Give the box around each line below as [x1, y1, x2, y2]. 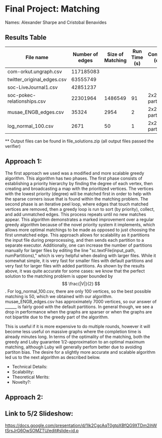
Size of [107, 51, 124, 58]
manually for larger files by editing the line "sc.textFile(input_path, [5, 247, 136, 253]
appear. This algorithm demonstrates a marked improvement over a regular [5, 217, 154, 222]
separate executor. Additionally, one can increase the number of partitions [5, 242, 152, 248]
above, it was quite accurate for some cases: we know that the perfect [5, 268, 145, 274]
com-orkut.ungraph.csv [7, 68, 62, 75]
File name [26, 54, 49, 61]
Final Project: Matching [5, 3, 100, 15]
